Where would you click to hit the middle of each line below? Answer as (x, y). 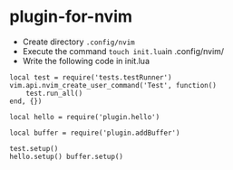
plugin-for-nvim (71, 17)
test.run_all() (54, 93)
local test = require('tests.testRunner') (91, 77)
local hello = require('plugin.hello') (85, 117)
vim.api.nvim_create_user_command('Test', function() (113, 85)
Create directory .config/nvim (78, 42)
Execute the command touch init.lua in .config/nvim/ (123, 51)
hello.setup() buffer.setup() (67, 156)
